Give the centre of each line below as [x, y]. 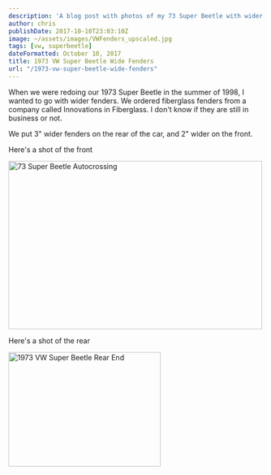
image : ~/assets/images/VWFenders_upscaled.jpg [90, 39]
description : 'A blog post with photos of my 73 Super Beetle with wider [136, 16]
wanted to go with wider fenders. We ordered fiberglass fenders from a [127, 100]
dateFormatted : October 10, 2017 [65, 54]
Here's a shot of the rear [49, 340]
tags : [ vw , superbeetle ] [50, 46]
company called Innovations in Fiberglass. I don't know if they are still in [129, 109]
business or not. [35, 118]
